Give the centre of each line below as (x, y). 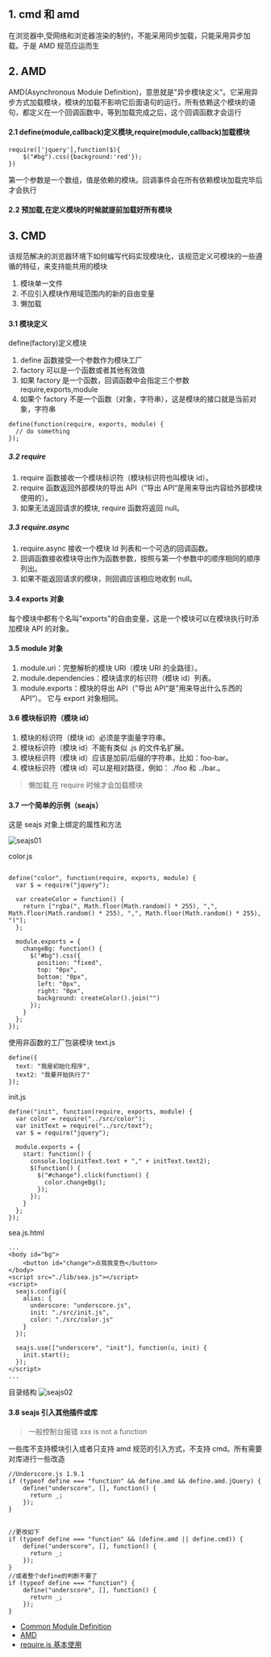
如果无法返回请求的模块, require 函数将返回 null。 (102, 508)
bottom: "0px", (63, 977)
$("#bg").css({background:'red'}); (83, 157)
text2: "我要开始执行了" (53, 1075)
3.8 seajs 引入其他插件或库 (53, 1412)
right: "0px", (61, 992)
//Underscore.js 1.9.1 (46, 1475)
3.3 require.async (39, 527)
